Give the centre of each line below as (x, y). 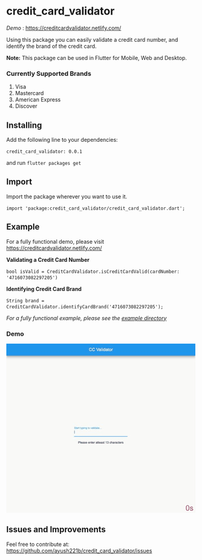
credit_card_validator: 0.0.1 (44, 152)
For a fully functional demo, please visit (55, 241)
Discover (26, 106)
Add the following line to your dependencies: (62, 140)
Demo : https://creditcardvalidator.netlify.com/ (64, 28)
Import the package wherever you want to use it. (67, 196)
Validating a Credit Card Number (48, 259)
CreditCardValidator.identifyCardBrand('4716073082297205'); (85, 307)
